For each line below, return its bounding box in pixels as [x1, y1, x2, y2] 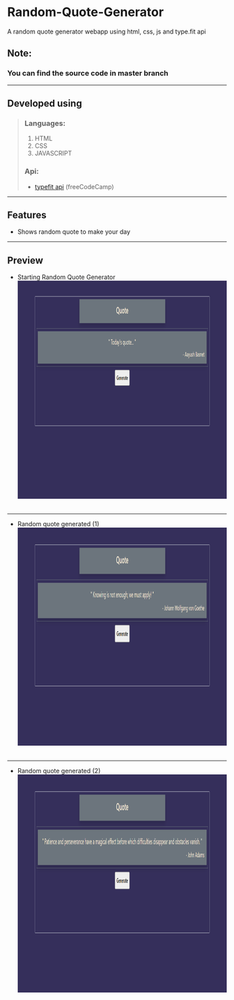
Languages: [24, 118, 66, 128]
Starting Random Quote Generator [17, 273, 116, 281]
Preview [7, 254, 44, 266]
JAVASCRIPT [34, 149, 72, 158]
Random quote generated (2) [17, 767, 101, 775]
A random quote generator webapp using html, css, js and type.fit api [7, 27, 207, 36]
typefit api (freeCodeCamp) [34, 182, 114, 191]
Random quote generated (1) [17, 520, 100, 528]
